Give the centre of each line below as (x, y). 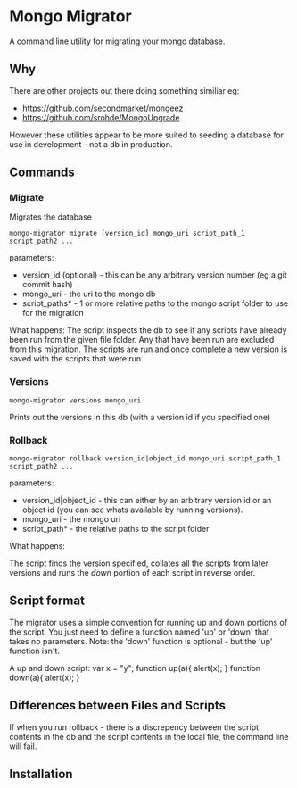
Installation (41, 774)
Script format (47, 601)
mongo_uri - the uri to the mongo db (89, 294)
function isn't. (35, 651)
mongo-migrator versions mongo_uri (75, 400)
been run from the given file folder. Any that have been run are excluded (142, 340)
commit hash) (47, 285)
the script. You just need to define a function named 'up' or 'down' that (140, 632)
